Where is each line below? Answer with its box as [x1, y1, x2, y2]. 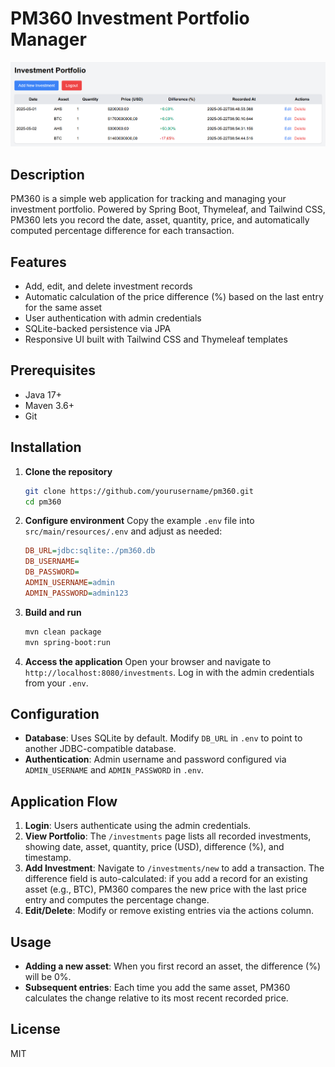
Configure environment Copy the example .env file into [24, 515, 255, 527]
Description [10, 166, 85, 183]
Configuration [10, 705, 100, 722]
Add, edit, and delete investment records [24, 280, 193, 292]
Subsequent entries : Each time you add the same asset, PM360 [24, 981, 291, 993]
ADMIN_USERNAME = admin [24, 578, 115, 588]
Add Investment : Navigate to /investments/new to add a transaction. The [24, 862, 325, 874]
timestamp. [24, 852, 72, 864]
